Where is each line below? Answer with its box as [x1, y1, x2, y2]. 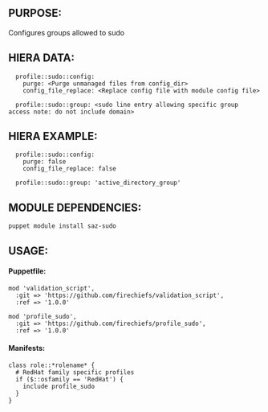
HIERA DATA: [8, 51, 75, 65]
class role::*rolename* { [8, 361, 95, 369]
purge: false [22, 158, 67, 166]
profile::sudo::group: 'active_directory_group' [15, 179, 181, 187]
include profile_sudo [22, 382, 95, 391]
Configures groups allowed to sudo [8, 27, 125, 37]
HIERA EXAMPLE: [8, 130, 98, 143]
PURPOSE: [8, 6, 63, 20]
